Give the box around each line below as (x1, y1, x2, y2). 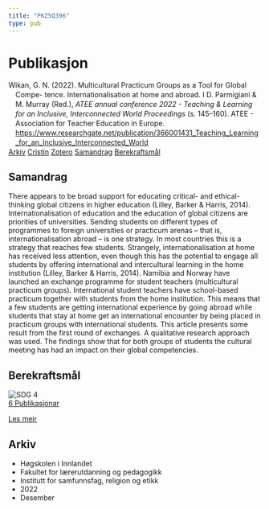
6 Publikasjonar (8, 399, 60, 408)
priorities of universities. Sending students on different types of (8, 217, 218, 227)
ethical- (214, 191, 241, 201)
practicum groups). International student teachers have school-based (8, 285, 238, 295)
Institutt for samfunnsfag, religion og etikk (19, 476, 159, 486)
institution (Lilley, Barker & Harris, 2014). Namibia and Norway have (8, 269, 230, 278)
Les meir (8, 414, 38, 424)
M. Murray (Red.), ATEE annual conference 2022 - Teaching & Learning (15, 100, 253, 109)
